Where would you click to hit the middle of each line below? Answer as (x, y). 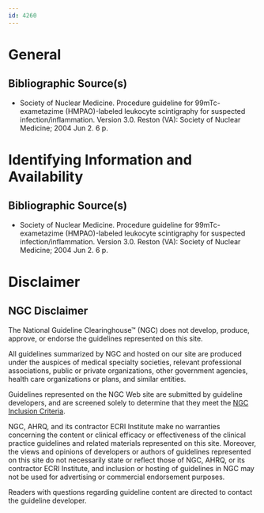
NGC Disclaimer (48, 311)
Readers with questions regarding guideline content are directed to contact (130, 492)
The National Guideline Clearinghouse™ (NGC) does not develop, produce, (129, 330)
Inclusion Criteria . (37, 411)
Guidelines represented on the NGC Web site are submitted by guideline (125, 394)
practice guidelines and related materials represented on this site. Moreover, (132, 443)
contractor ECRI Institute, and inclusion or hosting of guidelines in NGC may (131, 468)
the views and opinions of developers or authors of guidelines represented (130, 451)
